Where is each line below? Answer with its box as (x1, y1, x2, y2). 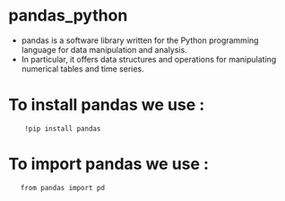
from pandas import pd (20, 183, 105, 192)
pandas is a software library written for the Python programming (21, 35, 259, 46)
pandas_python (8, 5, 128, 26)
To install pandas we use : (8, 95, 205, 115)
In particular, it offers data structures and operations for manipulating (21, 54, 277, 64)
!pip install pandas (24, 124, 101, 133)
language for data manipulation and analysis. (21, 44, 187, 54)
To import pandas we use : (8, 154, 210, 174)
